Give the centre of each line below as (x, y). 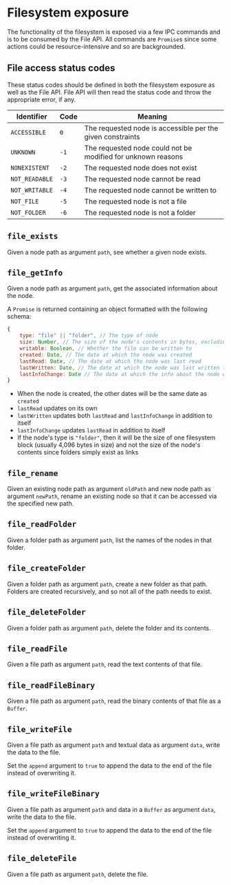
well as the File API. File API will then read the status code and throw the (109, 92)
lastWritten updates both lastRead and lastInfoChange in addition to (114, 416)
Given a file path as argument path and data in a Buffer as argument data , (111, 809)
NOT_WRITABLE (32, 190)
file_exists (33, 236)
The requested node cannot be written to (150, 190)
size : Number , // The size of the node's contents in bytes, (109, 342)
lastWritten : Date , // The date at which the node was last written (120, 368)
